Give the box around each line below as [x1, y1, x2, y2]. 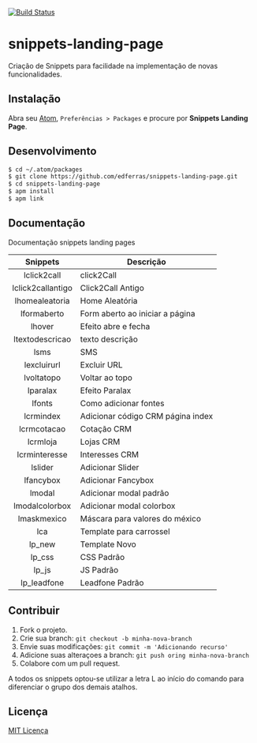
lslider [31, 461, 54, 472]
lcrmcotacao [18, 423, 66, 434]
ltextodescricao [13, 334, 72, 345]
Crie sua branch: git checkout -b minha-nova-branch [19, 633, 192, 643]
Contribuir [8, 604, 61, 618]
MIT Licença [8, 726, 49, 735]
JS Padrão [80, 564, 119, 575]
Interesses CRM [80, 449, 140, 460]
